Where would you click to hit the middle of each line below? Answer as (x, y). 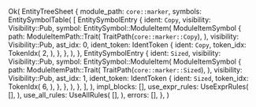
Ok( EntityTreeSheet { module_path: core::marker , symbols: (105, 11)
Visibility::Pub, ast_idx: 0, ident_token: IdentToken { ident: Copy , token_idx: (127, 45)
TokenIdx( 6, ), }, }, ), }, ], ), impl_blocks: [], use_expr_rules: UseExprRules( (128, 87)
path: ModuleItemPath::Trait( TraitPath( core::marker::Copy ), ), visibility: (124, 36)
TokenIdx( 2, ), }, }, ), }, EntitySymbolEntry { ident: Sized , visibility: (115, 53)
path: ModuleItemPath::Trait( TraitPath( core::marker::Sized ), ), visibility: (125, 70)
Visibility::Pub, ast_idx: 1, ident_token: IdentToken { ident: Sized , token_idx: (128, 78)
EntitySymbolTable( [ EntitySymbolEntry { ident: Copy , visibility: (109, 20)
